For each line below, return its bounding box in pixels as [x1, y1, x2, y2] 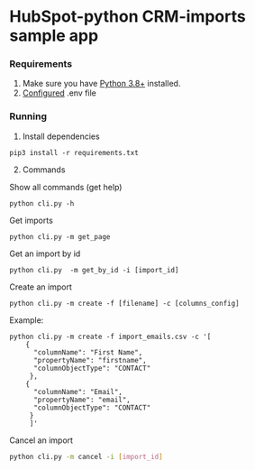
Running [9, 110, 48, 123]
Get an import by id [9, 248, 81, 259]
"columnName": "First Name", [32, 347, 143, 357]
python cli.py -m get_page [9, 232, 111, 241]
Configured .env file [22, 88, 97, 98]
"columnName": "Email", [32, 387, 123, 396]
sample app [9, 25, 99, 46]
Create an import [9, 281, 72, 292]
